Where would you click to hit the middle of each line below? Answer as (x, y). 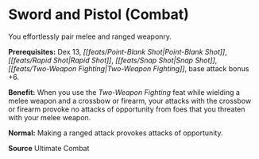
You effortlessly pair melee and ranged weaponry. (90, 36)
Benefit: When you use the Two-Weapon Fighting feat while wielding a (124, 92)
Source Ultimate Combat (49, 148)
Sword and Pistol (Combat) (99, 15)
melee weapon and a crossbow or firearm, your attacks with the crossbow (130, 100)
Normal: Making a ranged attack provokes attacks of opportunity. (116, 133)
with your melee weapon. (50, 117)
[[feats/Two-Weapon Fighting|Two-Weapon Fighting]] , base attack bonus (129, 68)
